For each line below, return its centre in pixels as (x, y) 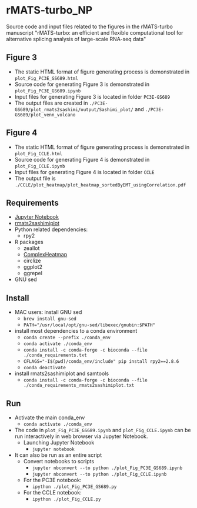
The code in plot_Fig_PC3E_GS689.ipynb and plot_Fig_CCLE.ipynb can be (103, 430)
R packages (29, 242)
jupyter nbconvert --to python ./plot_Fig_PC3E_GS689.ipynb (107, 468)
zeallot (31, 248)
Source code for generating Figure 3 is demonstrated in (82, 84)
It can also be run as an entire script (58, 455)
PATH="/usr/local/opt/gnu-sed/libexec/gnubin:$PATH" (89, 325)
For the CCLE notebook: (52, 492)
